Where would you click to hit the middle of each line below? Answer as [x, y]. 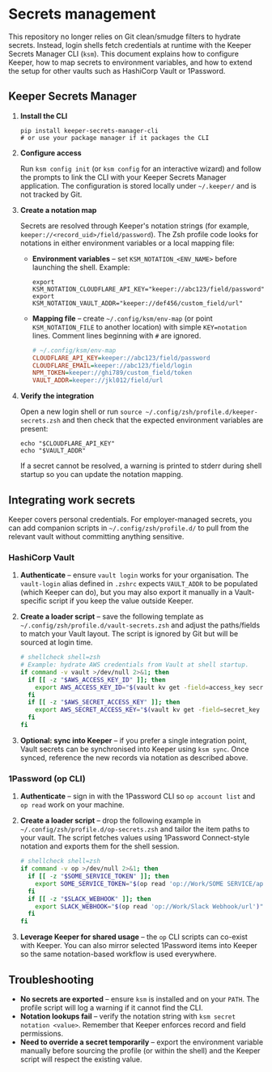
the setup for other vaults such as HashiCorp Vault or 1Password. [117, 70]
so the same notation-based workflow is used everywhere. [118, 954]
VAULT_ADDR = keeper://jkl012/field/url [98, 381]
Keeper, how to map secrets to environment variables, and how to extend [130, 62]
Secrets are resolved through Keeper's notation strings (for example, [134, 225]
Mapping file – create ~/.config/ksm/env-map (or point [122, 318]
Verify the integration [57, 396]
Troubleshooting [51, 979]
